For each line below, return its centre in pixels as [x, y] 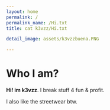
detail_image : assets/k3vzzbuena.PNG [53, 39]
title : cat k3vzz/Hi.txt [37, 28]
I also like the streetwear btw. [42, 102]
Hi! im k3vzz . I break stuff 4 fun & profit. [55, 90]
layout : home [22, 12]
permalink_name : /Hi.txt [37, 23]
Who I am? [33, 73]
